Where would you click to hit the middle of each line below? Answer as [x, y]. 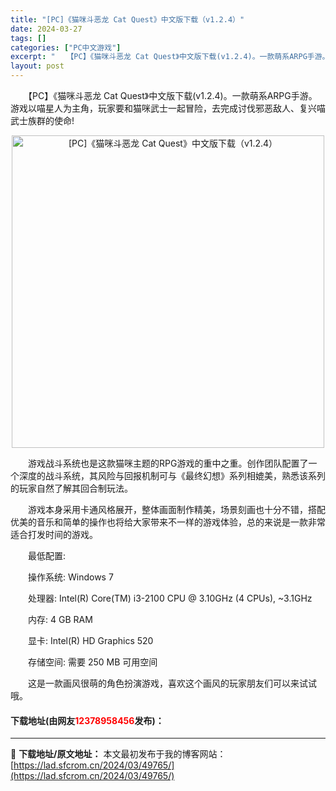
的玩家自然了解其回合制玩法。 [71, 488]
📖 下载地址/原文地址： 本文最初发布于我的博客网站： [118, 754]
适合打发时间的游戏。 [54, 534]
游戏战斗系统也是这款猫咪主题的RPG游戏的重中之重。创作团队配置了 [168, 463]
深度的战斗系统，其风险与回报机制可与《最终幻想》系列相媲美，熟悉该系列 [172, 475]
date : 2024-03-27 [46, 29]
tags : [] [28, 38]
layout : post [37, 66]
